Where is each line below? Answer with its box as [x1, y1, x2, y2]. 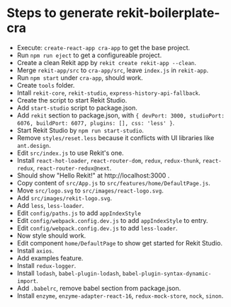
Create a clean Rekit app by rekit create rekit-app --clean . [16, 58, 196, 66]
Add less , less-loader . [16, 201, 84, 209]
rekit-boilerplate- [115, 5, 220, 21]
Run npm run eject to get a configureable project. [16, 51, 162, 59]
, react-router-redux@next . [33, 163, 112, 172]
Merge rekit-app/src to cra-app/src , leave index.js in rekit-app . [16, 66, 209, 74]
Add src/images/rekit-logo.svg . [16, 193, 113, 202]
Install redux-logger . [16, 261, 77, 270]
